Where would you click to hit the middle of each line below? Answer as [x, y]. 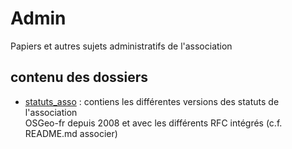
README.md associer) [71, 133]
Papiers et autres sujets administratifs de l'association [121, 46]
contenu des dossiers [79, 77]
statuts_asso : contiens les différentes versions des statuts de [152, 101]
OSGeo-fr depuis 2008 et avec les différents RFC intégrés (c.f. [153, 123]
